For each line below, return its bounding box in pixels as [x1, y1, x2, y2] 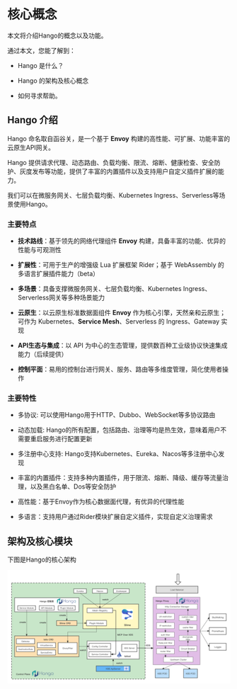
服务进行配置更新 [42, 435, 93, 443]
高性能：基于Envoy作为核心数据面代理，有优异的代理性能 [17, 497, 185, 506]
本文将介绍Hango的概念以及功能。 [7, 31, 108, 40]
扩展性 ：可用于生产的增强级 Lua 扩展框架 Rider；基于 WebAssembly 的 [17, 261, 225, 269]
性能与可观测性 [17, 246, 62, 254]
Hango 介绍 [7, 114, 59, 126]
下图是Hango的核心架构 [7, 555, 76, 564]
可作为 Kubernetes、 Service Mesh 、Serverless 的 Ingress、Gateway [17, 317, 220, 326]
